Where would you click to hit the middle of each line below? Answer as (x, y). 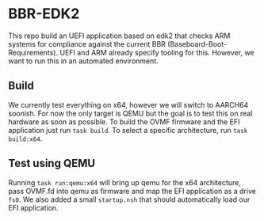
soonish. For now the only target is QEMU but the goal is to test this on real (130, 113)
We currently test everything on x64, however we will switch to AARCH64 (128, 104)
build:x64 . (25, 138)
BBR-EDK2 (44, 14)
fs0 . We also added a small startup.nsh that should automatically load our (129, 199)
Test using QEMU (52, 163)
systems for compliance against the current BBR (87, 44)
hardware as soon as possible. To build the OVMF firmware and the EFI (124, 121)
